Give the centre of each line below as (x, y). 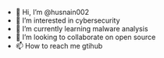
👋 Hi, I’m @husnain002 (52, 12)
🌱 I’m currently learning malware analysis (82, 29)
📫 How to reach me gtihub (59, 46)
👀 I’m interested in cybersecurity (68, 20)
